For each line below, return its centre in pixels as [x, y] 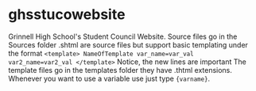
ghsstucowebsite [67, 15]
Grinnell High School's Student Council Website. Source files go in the [123, 36]
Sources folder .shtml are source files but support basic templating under [128, 44]
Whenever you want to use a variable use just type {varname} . [109, 78]
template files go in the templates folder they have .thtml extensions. [120, 70]
